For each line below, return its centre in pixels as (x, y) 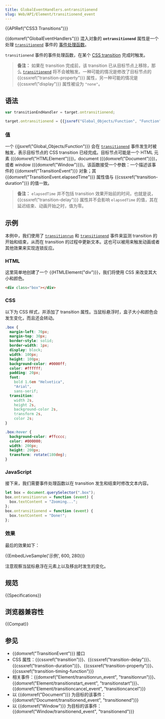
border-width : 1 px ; (29, 345)
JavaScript (18, 472)
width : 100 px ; (24, 354)
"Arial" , (23, 387)
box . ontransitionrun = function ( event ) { (49, 497)
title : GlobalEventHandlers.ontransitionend (51, 10)
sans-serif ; (26, 391)
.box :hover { (18, 432)
